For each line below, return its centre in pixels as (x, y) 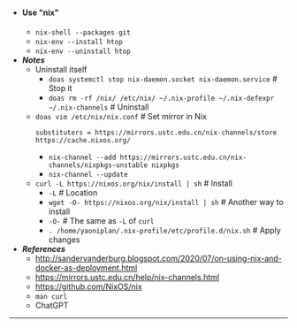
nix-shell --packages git (83, 33)
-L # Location (73, 193)
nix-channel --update (88, 175)
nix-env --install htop (79, 42)
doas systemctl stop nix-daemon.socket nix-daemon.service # (163, 79)
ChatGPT (52, 306)
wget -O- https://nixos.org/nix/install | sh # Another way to (166, 202)
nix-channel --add (82, 158)
